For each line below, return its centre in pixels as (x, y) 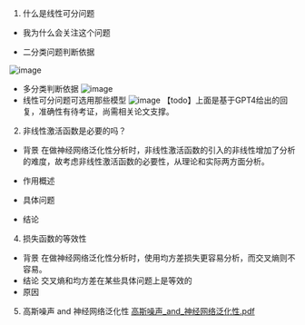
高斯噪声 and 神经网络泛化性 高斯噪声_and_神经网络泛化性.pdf (139, 311)
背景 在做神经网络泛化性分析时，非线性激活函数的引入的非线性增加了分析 (159, 150)
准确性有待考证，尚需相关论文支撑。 (106, 111)
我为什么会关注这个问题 (66, 33)
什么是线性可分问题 (59, 13)
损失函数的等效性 (54, 238)
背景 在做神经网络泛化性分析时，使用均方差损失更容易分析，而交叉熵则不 (159, 258)
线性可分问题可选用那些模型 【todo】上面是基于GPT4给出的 (151, 100)
